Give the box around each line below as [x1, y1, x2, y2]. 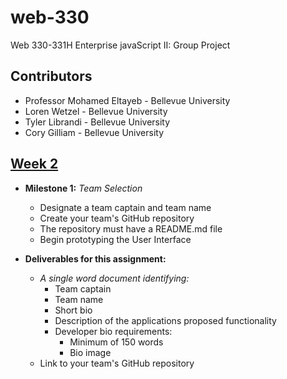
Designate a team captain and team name [39, 201, 212, 213]
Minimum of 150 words [69, 336, 164, 348]
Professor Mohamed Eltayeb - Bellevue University [24, 94, 231, 106]
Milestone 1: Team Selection [24, 182, 143, 194]
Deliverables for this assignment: [24, 252, 167, 265]
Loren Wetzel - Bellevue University [24, 105, 168, 117]
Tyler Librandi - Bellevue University [24, 116, 171, 128]
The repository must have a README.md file [39, 222, 223, 235]
